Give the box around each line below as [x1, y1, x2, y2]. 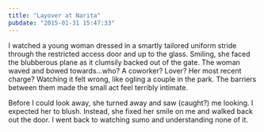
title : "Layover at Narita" [8, 11, 101, 20]
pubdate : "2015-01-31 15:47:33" [8, 19, 115, 27]
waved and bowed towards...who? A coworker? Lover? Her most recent [8, 66, 242, 75]
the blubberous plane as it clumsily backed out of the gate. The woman [8, 57, 240, 67]
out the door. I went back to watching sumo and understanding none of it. [8, 115, 248, 124]
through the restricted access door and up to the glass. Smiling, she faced [8, 49, 251, 58]
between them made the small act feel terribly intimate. [8, 82, 189, 92]
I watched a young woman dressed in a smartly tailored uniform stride [8, 40, 237, 50]
